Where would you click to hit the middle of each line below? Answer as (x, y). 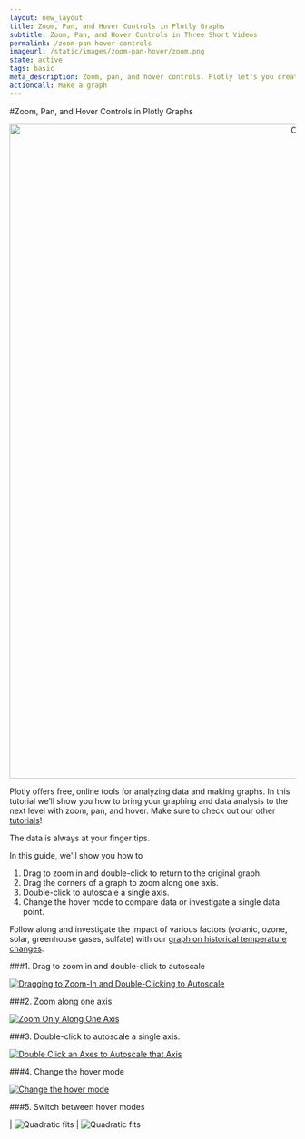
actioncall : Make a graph (58, 85)
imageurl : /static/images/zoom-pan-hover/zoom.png (107, 52)
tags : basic (32, 69)
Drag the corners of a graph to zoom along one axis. (121, 882)
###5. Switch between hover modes (77, 1106)
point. (34, 911)
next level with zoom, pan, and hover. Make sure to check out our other (143, 810)
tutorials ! (26, 820)
